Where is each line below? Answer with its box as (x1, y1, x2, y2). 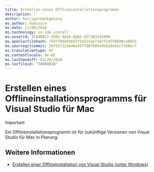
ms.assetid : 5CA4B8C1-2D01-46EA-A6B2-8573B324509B (5, 35, 110, 40)
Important (5, 120, 25, 126)
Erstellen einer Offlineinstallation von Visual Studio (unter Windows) (12, 161, 149, 167)
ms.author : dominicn (5, 21, 47, 26)
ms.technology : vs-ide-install (5, 30, 69, 35)
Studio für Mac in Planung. (5, 134, 59, 140)
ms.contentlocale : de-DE (5, 52, 56, 58)
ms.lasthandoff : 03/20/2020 (5, 57, 63, 62)
